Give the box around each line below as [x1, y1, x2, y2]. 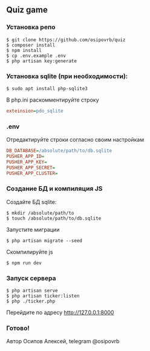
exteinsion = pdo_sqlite [6, 108, 64, 114]
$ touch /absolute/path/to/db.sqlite [6, 215, 102, 221]
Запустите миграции [6, 226, 60, 233]
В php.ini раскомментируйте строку [6, 96, 99, 103]
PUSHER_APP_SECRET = [6, 165, 56, 171]
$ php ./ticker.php [6, 298, 56, 304]
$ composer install [6, 42, 56, 48]
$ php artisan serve [6, 287, 59, 294]
